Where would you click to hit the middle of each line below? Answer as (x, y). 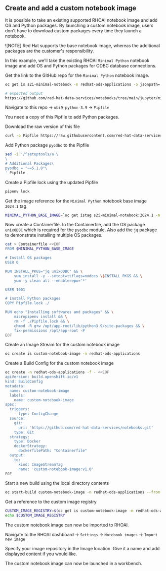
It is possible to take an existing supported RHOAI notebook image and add (82, 20)
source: (18, 419)
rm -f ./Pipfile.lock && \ (42, 321)
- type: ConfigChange (36, 414)
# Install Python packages (33, 299)
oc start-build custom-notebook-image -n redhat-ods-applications (75, 492)
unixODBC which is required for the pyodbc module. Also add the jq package (81, 230)
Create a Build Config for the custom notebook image (60, 363)
